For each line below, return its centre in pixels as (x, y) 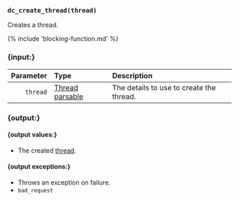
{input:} (21, 58)
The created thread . (47, 150)
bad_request (35, 190)
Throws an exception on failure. (64, 182)
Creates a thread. (33, 25)
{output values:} (32, 135)
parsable (69, 97)
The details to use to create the (164, 87)
